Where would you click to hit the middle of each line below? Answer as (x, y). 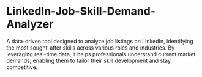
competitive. (22, 67)
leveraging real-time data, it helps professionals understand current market (101, 54)
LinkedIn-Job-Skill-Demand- (81, 11)
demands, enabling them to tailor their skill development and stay (89, 61)
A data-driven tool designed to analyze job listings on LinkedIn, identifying (100, 41)
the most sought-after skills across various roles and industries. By (91, 48)
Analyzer (30, 24)
